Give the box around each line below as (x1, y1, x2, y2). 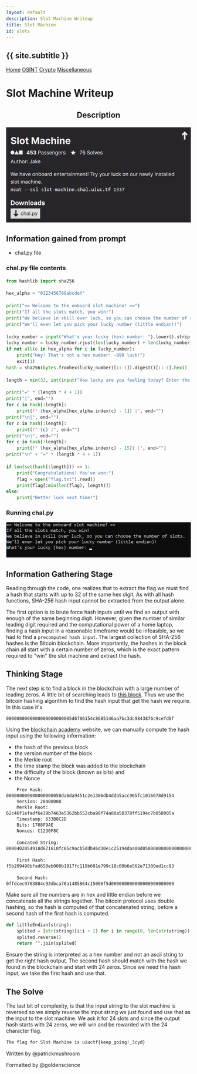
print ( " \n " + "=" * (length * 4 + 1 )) (6, 452, 101, 457)
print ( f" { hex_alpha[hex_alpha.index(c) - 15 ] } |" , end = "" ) (16, 445, 167, 452)
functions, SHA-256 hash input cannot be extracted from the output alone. (6, 597, 186, 604)
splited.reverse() (16, 934, 62, 940)
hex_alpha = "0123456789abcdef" (6, 291, 85, 297)
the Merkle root (14, 756, 52, 763)
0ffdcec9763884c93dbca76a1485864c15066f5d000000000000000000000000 (6, 881, 175, 887)
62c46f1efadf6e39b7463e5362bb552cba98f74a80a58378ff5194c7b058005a (6, 810, 175, 816)
